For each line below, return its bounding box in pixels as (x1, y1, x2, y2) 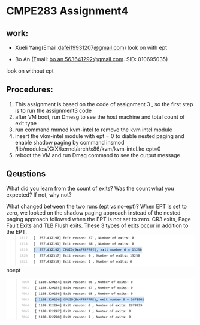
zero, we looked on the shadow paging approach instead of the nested (6, 209, 181, 216)
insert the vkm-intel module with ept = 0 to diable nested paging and (14, 132, 184, 139)
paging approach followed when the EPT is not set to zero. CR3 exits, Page (6, 215, 192, 222)
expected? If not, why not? (6, 191, 72, 198)
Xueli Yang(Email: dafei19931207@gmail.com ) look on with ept (14, 44, 168, 51)
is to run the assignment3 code (14, 107, 92, 114)
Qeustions (6, 169, 46, 179)
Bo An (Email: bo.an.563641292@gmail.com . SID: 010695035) (14, 56, 168, 62)
